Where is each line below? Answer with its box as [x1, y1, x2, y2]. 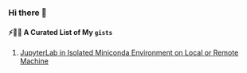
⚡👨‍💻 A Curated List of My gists [8, 27, 113, 36]
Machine [19, 56, 49, 66]
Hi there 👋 [8, 7, 48, 18]
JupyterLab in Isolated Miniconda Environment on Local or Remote [19, 48, 239, 58]
